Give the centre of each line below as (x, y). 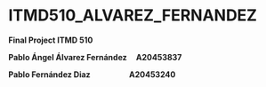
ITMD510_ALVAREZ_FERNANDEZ (133, 16)
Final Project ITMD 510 (51, 40)
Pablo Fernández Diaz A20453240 (92, 74)
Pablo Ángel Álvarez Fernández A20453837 (95, 57)
